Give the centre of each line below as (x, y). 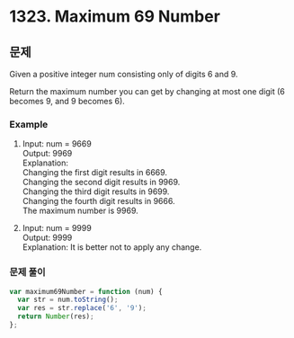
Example (29, 124)
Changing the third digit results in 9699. (96, 191)
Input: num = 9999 (57, 228)
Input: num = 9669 (57, 144)
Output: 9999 (47, 238)
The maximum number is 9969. (80, 211)
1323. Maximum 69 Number (115, 17)
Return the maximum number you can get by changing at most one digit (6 (147, 91)
